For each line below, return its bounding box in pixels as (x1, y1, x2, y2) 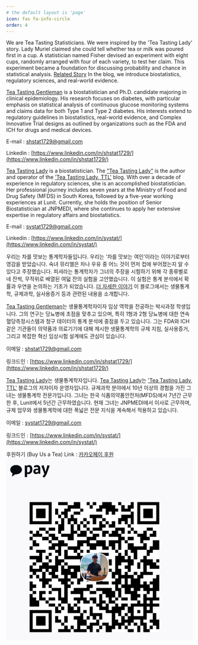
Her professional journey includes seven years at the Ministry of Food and (6, 186, 187, 193)
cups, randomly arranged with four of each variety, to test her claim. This (6, 58, 185, 65)
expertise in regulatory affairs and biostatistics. (6, 212, 122, 219)
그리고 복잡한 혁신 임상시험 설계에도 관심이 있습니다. (6, 333, 126, 340)
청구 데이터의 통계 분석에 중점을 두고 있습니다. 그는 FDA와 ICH (45, 318, 190, 325)
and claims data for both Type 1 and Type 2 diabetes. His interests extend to (6, 108, 192, 115)
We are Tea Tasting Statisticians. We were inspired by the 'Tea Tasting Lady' (6, 39, 193, 46)
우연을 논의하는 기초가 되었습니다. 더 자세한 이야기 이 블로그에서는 (17, 283, 169, 290)
